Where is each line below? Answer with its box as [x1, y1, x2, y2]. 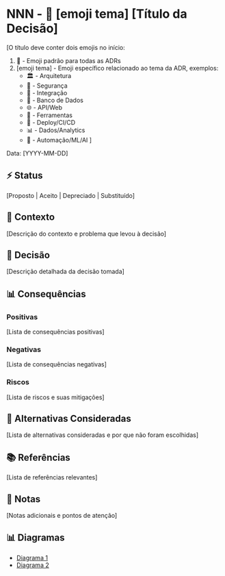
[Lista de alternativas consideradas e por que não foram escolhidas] [6, 431, 199, 439]
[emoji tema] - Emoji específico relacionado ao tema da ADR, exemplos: [16, 64, 219, 72]
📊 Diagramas [6, 532, 65, 544]
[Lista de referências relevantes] [6, 473, 98, 481]
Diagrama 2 [16, 561, 49, 569]
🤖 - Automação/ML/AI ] [26, 136, 92, 144]
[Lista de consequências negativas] [6, 360, 107, 368]
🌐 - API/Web [26, 103, 63, 112]
